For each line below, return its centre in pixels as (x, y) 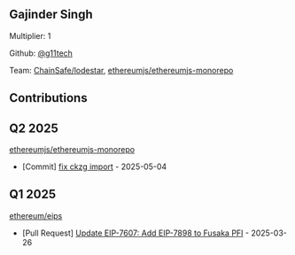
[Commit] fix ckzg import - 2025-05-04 (94, 166)
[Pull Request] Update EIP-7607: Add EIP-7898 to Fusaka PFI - (136, 233)
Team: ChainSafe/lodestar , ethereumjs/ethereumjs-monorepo (121, 70)
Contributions (48, 98)
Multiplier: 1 (30, 35)
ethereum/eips (36, 215)
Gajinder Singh (51, 15)
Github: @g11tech (41, 53)
